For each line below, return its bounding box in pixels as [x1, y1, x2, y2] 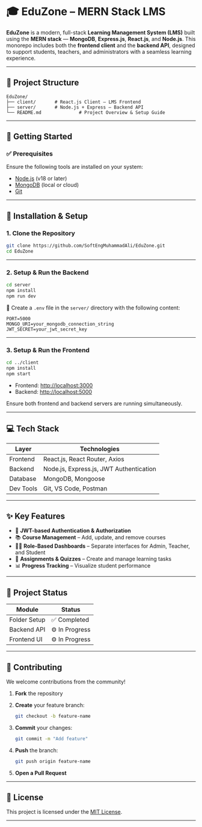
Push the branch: [14, 746, 58, 754]
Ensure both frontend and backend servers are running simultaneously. [6, 399, 183, 407]
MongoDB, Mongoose [43, 474, 105, 483]
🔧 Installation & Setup [6, 211, 88, 221]
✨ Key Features [6, 511, 65, 521]
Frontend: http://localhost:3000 [14, 381, 93, 389]
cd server [6, 282, 31, 288]
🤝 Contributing [6, 662, 63, 673]
